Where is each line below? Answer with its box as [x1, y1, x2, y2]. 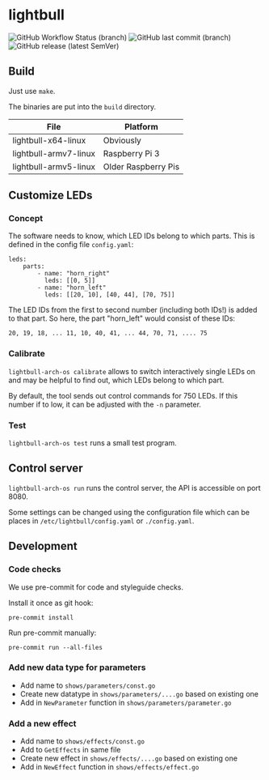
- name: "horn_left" [37, 283, 107, 292]
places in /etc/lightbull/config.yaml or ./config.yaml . [8, 516, 195, 526]
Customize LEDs [8, 189, 93, 202]
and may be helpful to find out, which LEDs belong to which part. [8, 375, 225, 385]
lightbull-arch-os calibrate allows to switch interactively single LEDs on [8, 366, 256, 376]
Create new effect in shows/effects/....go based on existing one [19, 753, 238, 763]
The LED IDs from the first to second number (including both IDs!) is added [8, 305, 258, 315]
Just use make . [8, 86, 56, 96]
